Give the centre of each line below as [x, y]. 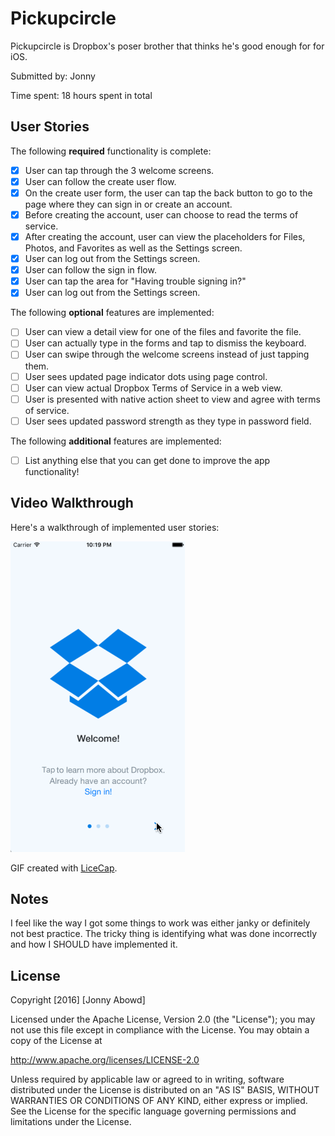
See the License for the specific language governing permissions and [153, 1111]
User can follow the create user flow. [100, 181]
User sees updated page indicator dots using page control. [146, 376]
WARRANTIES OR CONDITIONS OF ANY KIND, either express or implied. [159, 1101]
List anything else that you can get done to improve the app [147, 460]
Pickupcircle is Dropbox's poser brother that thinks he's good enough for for [167, 46]
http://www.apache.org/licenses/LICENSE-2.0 [105, 1060]
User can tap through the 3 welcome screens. [119, 170]
